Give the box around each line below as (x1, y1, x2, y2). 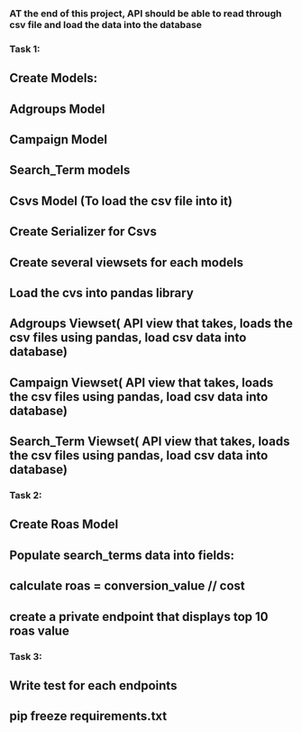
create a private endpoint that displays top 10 (9, 608, 269, 625)
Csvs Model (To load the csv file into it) (9, 193, 233, 208)
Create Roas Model (9, 517, 119, 533)
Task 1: (9, 42, 41, 55)
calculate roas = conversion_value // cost (9, 579, 245, 594)
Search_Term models (9, 162, 131, 178)
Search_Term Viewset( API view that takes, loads (9, 434, 290, 449)
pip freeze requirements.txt (9, 709, 168, 724)
